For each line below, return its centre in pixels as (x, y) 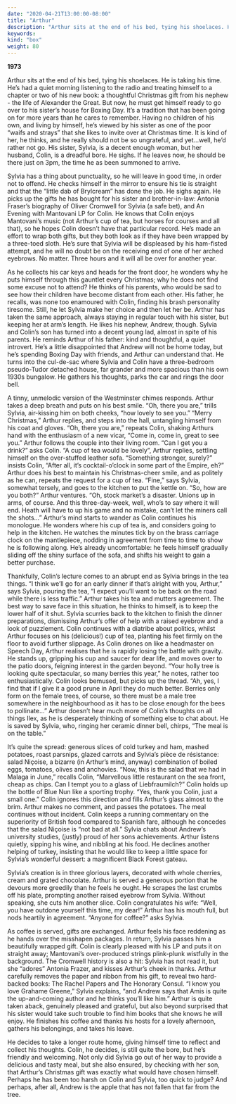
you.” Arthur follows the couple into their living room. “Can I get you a (108, 443)
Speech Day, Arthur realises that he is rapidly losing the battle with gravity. (115, 651)
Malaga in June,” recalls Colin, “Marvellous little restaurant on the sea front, (117, 777)
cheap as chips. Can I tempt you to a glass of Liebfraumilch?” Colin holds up (118, 784)
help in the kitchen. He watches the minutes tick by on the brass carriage (113, 533)
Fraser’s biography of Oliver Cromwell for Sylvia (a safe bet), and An (106, 206)
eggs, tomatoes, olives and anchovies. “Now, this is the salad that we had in (117, 769)
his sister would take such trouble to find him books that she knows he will (115, 1014)
